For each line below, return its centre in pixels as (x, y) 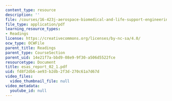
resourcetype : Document (31, 62)
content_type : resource (31, 10)
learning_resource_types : (33, 29)
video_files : (19, 77)
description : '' (23, 15)
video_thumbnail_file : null (40, 81)
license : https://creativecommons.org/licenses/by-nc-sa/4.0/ (73, 39)
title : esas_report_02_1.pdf (36, 67)
